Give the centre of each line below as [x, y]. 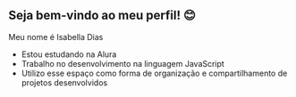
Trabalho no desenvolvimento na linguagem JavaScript [123, 63]
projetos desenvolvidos [64, 82]
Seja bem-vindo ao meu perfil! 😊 [102, 16]
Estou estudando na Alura [69, 54]
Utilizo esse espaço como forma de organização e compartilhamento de [154, 73]
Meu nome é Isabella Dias [56, 36]
